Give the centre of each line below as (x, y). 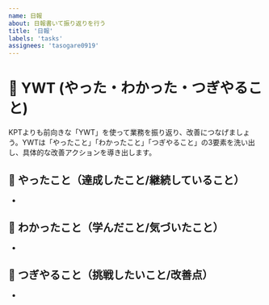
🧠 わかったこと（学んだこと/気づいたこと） (116, 228)
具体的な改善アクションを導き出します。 (89, 152)
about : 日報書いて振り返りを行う (57, 23)
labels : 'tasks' (36, 38)
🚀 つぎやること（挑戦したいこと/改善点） (111, 275)
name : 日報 (25, 16)
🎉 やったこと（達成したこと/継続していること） (126, 180)
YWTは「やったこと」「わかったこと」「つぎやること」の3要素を (128, 143)
